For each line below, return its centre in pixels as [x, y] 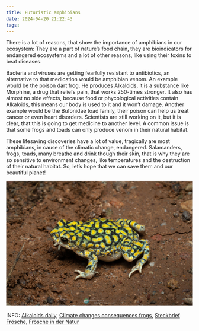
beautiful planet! [26, 173]
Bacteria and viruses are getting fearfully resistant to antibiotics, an [88, 73]
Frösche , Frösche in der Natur [43, 322]
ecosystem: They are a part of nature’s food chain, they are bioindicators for [99, 49]
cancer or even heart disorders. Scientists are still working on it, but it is [94, 117]
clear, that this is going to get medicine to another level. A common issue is [98, 123]
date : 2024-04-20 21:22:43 [39, 19]
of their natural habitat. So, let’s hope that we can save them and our [89, 167]
